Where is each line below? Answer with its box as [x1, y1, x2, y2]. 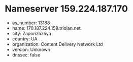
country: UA [12, 36, 38, 42]
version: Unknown [12, 46, 50, 52]
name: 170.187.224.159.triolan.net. [12, 25, 82, 31]
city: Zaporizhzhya [12, 30, 51, 36]
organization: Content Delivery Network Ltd [12, 41, 103, 47]
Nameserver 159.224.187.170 [5, 3, 128, 15]
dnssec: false [12, 51, 41, 58]
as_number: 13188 [12, 20, 50, 26]
